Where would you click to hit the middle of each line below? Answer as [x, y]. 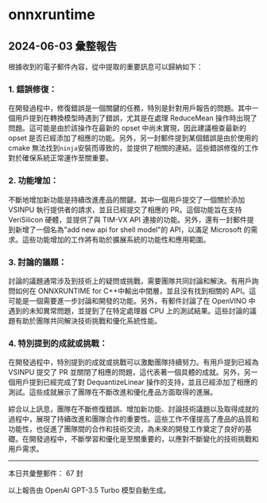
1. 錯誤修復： [33, 89]
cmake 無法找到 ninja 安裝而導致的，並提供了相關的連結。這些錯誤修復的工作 [133, 148]
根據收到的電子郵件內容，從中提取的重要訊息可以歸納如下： [106, 67]
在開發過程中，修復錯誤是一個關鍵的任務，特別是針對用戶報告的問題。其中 [130, 108]
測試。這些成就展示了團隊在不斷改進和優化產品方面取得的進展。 [112, 392]
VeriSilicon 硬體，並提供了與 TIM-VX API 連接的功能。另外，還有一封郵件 [128, 219]
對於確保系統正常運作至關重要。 [60, 158]
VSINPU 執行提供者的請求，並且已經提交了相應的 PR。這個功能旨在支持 [125, 210]
